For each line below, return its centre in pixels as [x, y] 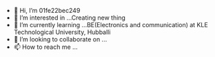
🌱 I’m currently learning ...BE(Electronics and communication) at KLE [111, 25]
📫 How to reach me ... [45, 47]
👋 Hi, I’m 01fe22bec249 [47, 11]
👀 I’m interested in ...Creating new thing [70, 18]
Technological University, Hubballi [62, 32]
